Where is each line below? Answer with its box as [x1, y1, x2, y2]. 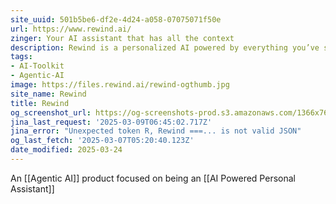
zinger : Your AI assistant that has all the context [10, 33, 235, 43]
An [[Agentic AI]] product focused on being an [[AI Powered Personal [10, 172, 296, 184]
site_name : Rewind [10, 89, 87, 99]
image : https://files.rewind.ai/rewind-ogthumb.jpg [10, 80, 230, 90]
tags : [10, 52, 33, 62]
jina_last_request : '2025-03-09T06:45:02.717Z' [10, 117, 213, 127]
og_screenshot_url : [10, 107, 92, 118]
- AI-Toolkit [10, 61, 65, 71]
